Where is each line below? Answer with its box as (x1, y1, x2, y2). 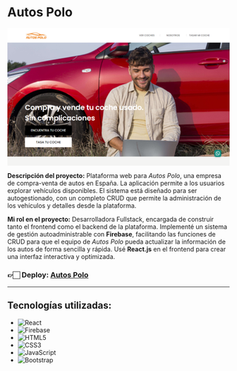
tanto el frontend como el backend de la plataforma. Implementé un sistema (7, 222, 228, 231)
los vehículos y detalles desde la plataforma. (7, 201, 137, 210)
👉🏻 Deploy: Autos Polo (7, 270, 89, 280)
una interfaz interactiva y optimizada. (7, 253, 116, 261)
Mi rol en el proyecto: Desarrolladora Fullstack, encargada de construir (7, 215, 214, 224)
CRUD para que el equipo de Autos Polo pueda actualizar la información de (7, 237, 226, 246)
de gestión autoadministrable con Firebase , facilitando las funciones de (7, 230, 217, 239)
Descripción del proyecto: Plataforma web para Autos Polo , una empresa (7, 172, 222, 180)
